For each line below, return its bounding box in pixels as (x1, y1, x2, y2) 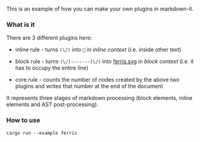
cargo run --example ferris (6, 130, 78, 136)
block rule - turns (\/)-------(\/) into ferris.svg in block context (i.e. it (15, 58, 194, 65)
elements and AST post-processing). (6, 101, 98, 108)
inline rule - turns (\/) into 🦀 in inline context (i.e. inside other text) (15, 46, 182, 54)
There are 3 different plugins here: (6, 34, 92, 41)
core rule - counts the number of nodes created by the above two (15, 76, 180, 83)
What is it (6, 20, 35, 29)
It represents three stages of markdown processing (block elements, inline (6, 94, 193, 102)
